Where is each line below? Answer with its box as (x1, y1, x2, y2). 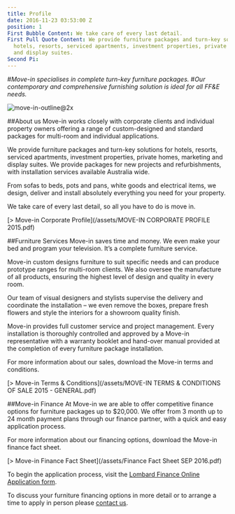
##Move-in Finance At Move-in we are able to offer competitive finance (7, 399, 214, 408)
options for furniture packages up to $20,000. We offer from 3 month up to (7, 407, 223, 415)
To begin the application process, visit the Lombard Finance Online (7, 470, 200, 478)
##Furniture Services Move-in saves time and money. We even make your (7, 236, 220, 245)
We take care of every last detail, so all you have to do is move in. (7, 202, 196, 210)
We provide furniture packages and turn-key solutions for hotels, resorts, (7, 145, 218, 154)
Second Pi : (7, 56, 39, 63)
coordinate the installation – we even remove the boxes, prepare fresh (7, 301, 208, 309)
